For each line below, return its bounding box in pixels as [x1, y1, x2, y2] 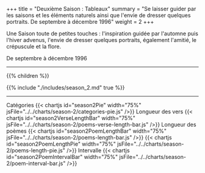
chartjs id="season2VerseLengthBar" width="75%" [6, 115, 136, 121]
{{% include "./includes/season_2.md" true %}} [6, 84, 125, 91]
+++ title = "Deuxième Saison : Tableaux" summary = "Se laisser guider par [6, 5, 196, 12]
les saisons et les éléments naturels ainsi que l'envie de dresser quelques [6, 12, 191, 19]
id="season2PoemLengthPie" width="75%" [6, 140, 116, 147]
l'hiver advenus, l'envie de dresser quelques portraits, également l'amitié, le [6, 37, 197, 43]
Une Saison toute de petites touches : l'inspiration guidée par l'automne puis [6, 30, 198, 37]
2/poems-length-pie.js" [6, 147, 65, 154]
